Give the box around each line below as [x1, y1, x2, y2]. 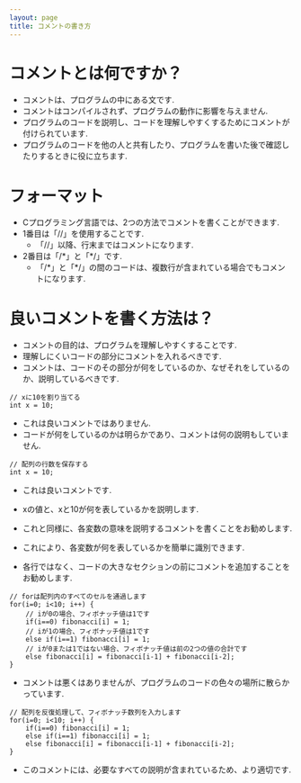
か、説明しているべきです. [22, 373, 120, 384]
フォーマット [9, 185, 105, 206]
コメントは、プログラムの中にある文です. [22, 94, 175, 105]
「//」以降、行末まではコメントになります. [35, 239, 194, 250]
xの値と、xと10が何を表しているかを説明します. [22, 504, 199, 515]
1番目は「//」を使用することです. [22, 229, 145, 239]
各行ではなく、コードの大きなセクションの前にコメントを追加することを [22, 562, 290, 572]
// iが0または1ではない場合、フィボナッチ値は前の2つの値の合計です [25, 644, 248, 653]
